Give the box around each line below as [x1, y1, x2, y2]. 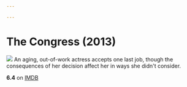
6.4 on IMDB [6, 74, 39, 81]
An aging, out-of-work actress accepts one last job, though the [13, 55, 174, 63]
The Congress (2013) [6, 35, 116, 49]
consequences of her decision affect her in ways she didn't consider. [6, 62, 181, 69]
